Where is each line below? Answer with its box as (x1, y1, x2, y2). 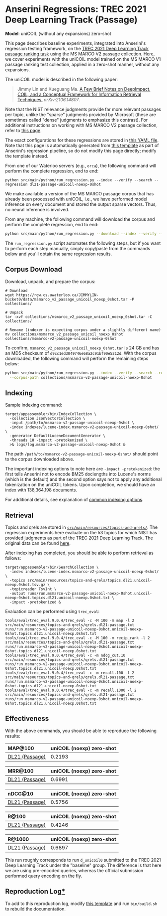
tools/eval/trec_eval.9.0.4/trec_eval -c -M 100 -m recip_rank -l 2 (5, 635, 150, 640)
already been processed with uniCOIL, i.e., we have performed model (5, 196, 148, 202)
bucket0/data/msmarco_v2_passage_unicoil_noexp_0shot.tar (5, 297, 128, 302)
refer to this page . (5, 127, 42, 133)
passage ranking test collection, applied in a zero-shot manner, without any (5, 61, 160, 67)
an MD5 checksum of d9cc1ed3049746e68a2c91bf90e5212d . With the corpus (5, 350, 157, 356)
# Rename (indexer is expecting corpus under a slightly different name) (5, 327, 162, 332)
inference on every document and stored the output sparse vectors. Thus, (5, 201, 157, 207)
